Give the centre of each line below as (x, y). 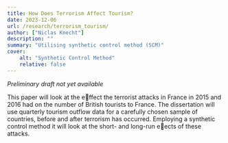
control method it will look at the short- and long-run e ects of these (104, 126)
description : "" (30, 39)
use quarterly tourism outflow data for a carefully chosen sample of (102, 112)
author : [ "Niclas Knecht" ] (46, 32)
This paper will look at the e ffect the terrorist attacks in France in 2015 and (114, 97)
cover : (16, 52)
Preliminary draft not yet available (55, 83)
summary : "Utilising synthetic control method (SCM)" (86, 45)
